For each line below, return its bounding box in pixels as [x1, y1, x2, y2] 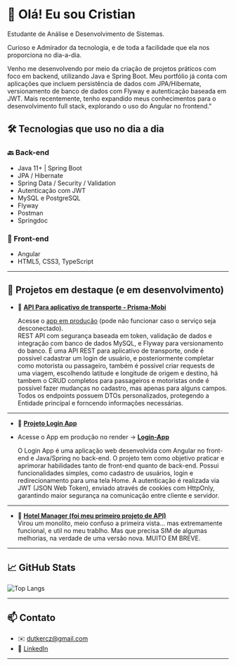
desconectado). [17, 324, 64, 332]
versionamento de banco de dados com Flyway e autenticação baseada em [7, 87, 227, 95]
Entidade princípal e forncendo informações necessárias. [17, 398, 184, 407]
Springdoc [17, 216, 48, 225]
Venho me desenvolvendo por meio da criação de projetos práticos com [7, 64, 216, 73]
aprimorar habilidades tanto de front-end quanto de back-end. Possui [17, 461, 219, 470]
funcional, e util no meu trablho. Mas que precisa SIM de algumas [17, 526, 207, 534]
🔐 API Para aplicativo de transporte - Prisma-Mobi [17, 303, 166, 311]
